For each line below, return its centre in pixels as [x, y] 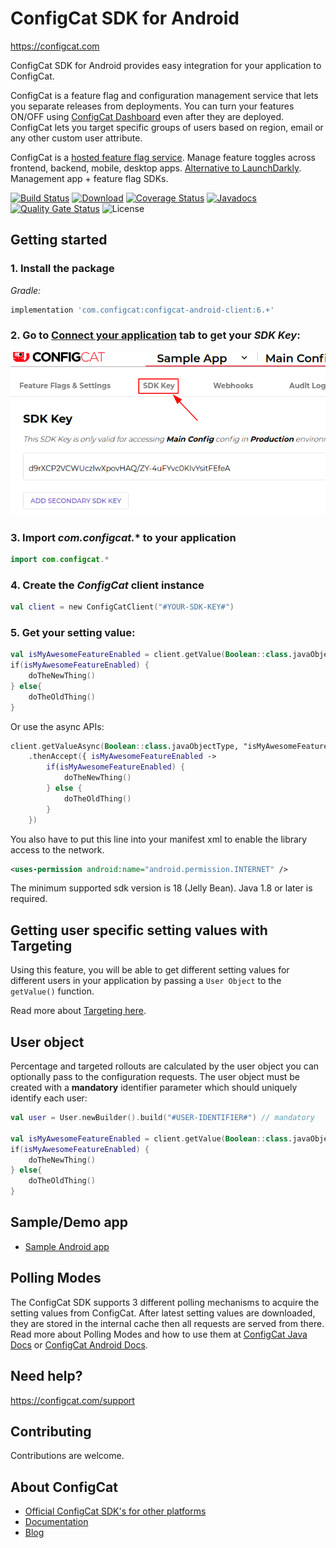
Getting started [59, 240]
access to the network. [57, 849]
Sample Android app [67, 1246]
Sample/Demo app [69, 1222]
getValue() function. [52, 991]
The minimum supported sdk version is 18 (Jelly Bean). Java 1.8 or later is [161, 888]
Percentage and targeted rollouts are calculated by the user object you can [165, 1066]
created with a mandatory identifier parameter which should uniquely [154, 1088]
